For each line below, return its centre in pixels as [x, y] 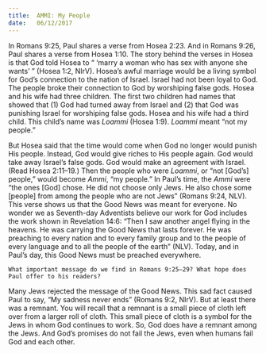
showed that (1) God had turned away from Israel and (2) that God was [124, 105]
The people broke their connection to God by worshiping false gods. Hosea [131, 87]
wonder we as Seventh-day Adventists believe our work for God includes [128, 213]
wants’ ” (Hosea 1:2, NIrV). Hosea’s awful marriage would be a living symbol [132, 71]
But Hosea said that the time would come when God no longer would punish [133, 145]
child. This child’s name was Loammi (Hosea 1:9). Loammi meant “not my [128, 121]
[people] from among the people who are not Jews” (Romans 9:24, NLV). [128, 196]
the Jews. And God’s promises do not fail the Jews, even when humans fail [131, 333]
